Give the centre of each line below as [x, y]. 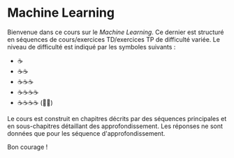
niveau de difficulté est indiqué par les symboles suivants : [92, 47]
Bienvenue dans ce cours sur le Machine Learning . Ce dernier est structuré [116, 32]
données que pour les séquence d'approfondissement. [86, 133]
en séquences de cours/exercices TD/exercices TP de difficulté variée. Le [114, 39]
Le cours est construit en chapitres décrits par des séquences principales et [117, 118]
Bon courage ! [28, 147]
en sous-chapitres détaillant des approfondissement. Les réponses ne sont [115, 126]
